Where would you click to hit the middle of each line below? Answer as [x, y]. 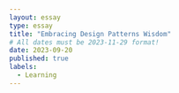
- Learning [37, 75]
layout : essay [35, 17]
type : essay [31, 26]
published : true [39, 58]
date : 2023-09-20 [41, 50]
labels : [23, 67]
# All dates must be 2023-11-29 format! [85, 42]
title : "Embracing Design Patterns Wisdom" [90, 34]
